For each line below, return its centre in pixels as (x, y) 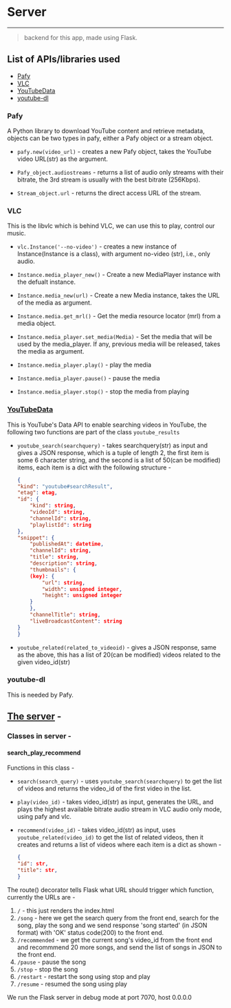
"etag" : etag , (37, 493)
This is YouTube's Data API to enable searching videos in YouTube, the (107, 425)
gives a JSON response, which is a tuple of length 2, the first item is (113, 452)
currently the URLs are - (41, 897)
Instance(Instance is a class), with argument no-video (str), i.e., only (114, 254)
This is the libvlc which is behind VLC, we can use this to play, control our (111, 226)
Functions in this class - (41, 768)
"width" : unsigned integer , (82, 589)
